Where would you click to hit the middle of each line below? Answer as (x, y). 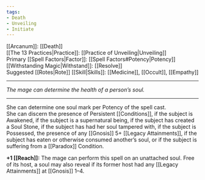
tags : (13, 12)
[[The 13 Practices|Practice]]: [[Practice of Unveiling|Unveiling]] (86, 53)
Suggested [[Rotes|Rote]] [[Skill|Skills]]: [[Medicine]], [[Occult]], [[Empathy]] (103, 72)
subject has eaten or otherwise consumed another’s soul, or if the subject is (102, 140)
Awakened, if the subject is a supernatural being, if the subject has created (100, 120)
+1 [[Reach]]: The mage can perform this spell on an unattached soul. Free (100, 158)
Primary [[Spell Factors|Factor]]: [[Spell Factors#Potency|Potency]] (91, 59)
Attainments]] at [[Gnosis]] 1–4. (45, 171)
